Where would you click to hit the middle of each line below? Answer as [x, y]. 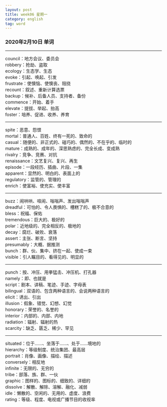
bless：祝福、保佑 [24, 213]
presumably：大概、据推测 [33, 244]
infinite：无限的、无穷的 [30, 368]
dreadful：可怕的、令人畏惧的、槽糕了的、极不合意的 [60, 207]
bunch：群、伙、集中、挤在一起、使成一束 [49, 251]
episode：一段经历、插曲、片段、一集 [44, 167]
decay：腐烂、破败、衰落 [31, 232]
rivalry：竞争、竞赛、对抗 [31, 154]
